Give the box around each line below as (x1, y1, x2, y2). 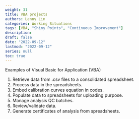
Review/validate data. (12, 103, 57, 109)
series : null (5, 49, 32, 54)
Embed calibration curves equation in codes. (12, 87, 104, 93)
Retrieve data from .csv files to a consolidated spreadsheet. (12, 76, 135, 82)
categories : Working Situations (5, 21, 72, 26)
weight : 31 (5, 7, 28, 12)
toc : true (5, 53, 26, 59)
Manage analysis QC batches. (12, 98, 74, 104)
